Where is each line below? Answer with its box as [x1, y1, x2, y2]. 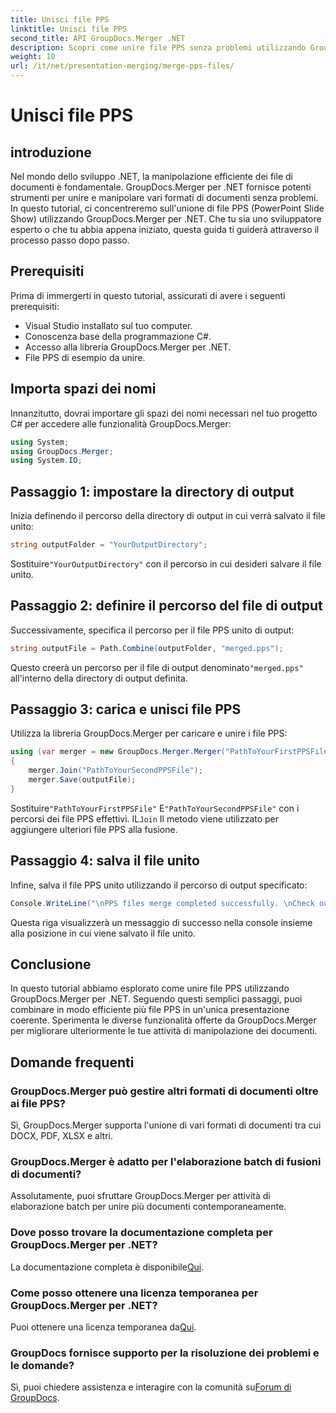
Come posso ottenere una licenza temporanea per [10, 1286, 259, 1300]
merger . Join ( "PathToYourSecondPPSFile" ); [28, 766, 203, 776]
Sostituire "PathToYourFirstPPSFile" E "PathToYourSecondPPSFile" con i [10, 802, 300, 814]
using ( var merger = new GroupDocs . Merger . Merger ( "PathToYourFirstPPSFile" [10, 747, 333, 757]
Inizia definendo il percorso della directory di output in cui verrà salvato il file [10, 510, 326, 522]
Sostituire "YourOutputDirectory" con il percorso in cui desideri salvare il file [10, 557, 322, 570]
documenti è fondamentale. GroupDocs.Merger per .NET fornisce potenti [10, 181, 312, 193]
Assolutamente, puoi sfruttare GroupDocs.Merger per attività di [10, 1190, 271, 1202]
